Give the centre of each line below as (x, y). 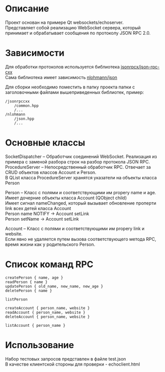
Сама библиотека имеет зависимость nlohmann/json (61, 77)
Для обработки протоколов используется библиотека (63, 67)
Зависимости (35, 53)
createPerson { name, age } (34, 278)
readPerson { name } (27, 282)
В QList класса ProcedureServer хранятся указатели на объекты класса (81, 177)
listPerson (16, 299)
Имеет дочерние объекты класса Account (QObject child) (66, 198)
